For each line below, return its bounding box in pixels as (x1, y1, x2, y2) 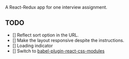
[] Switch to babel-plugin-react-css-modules (12, 47, 105, 54)
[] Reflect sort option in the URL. (12, 32, 79, 38)
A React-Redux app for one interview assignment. (5, 4, 108, 10)
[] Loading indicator (12, 42, 53, 48)
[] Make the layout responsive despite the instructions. (12, 37, 125, 43)
